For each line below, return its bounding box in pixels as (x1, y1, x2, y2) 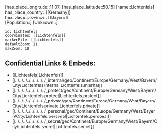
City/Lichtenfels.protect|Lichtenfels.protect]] (12, 92, 101, 99)
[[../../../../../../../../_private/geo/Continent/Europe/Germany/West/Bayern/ (12, 98, 156, 103)
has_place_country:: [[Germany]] (5, 9, 71, 15)
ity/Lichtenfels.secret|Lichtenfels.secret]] (12, 123, 94, 129)
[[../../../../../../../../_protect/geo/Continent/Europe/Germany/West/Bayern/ (12, 87, 156, 93)
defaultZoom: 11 (5, 42, 38, 47)
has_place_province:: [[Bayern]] (5, 15, 69, 20)
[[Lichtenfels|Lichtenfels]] (12, 72, 64, 78)
